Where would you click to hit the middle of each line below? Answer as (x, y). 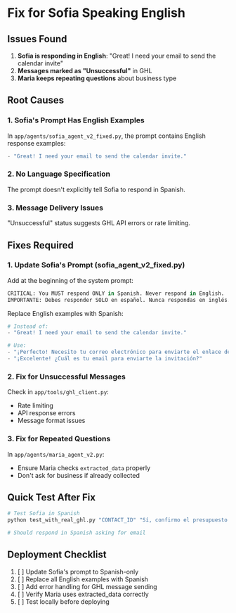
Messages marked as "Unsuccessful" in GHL (85, 71)
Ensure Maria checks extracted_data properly (84, 468)
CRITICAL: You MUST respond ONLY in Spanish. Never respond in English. (116, 293)
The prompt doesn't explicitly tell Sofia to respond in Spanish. (97, 189)
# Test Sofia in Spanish (44, 514)
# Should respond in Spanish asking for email (77, 533)
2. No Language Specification (59, 174)
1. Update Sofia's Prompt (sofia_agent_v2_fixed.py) (96, 265)
